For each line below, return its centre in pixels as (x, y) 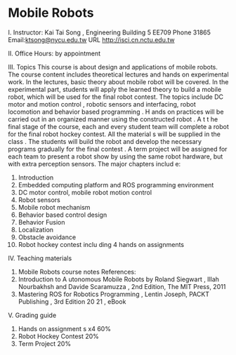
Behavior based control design (63, 215)
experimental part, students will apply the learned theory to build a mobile (115, 89)
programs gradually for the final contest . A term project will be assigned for (118, 149)
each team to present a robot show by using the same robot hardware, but (116, 156)
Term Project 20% (45, 343)
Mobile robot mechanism (54, 207)
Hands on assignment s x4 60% (65, 328)
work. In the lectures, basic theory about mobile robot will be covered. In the (118, 81)
